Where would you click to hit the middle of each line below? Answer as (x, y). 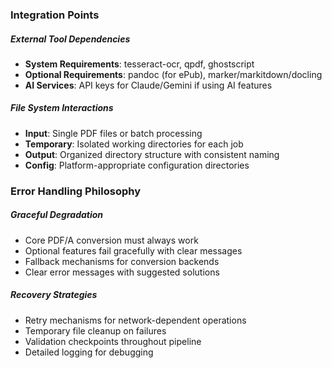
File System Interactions (62, 108)
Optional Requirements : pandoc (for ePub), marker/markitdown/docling (173, 74)
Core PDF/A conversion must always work (111, 240)
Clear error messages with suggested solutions (122, 272)
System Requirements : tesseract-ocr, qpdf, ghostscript (139, 64)
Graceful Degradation (57, 215)
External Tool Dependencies (70, 39)
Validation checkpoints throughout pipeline (113, 341)
